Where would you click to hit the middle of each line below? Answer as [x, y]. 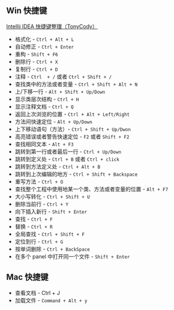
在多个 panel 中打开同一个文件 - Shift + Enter [72, 256]
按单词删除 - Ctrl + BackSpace [52, 249]
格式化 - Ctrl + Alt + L [44, 39]
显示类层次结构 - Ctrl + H [47, 99]
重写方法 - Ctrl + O [39, 181]
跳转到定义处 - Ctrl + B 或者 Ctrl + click [67, 159]
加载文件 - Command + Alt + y [51, 300]
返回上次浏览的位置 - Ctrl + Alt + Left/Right [72, 114]
